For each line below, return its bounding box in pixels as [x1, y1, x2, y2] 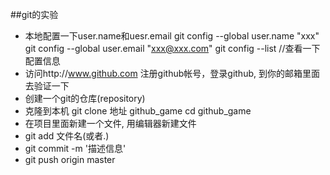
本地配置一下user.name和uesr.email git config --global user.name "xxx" [24, 30, 320, 42]
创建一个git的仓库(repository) [24, 93, 146, 104]
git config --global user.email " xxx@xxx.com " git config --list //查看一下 [24, 43, 321, 54]
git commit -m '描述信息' [24, 143, 127, 154]
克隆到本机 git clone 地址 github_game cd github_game [24, 105, 252, 117]
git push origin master [24, 154, 116, 165]
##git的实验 [10, 9, 59, 20]
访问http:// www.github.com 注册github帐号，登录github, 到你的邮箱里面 [24, 68, 320, 79]
